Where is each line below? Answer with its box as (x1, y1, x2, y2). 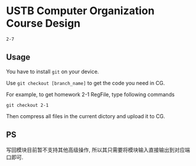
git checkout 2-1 (6, 102, 49, 108)
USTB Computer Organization (6, 4, 155, 18)
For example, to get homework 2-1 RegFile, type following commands (6, 90, 175, 98)
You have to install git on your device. (6, 68, 99, 75)
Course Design (6, 17, 81, 30)
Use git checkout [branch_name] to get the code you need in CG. (6, 79, 165, 86)
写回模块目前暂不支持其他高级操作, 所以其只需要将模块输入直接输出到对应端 (6, 146, 190, 153)
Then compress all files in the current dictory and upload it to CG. (6, 112, 165, 119)
